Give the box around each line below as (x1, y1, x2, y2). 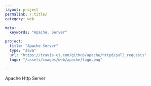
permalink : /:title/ (5, 12, 48, 17)
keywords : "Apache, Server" (9, 30, 68, 35)
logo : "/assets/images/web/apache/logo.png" (9, 57, 103, 62)
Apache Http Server (5, 75, 46, 81)
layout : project (5, 7, 38, 12)
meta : (5, 25, 16, 30)
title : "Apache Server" (9, 43, 58, 48)
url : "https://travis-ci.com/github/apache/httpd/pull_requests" (9, 52, 147, 57)
